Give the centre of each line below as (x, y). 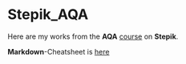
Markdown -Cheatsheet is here (59, 51)
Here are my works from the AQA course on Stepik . (93, 36)
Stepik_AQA (48, 15)
